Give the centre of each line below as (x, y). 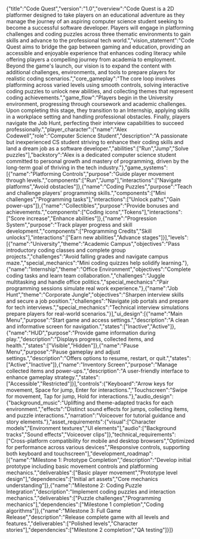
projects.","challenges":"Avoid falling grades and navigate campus (87, 256)
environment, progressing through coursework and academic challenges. (96, 104)
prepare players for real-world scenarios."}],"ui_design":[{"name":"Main (95, 314)
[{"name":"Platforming (34, 174)
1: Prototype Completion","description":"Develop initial (125, 460)
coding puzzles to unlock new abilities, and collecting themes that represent (100, 91)
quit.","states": (173, 358)
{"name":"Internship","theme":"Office (52, 269)
